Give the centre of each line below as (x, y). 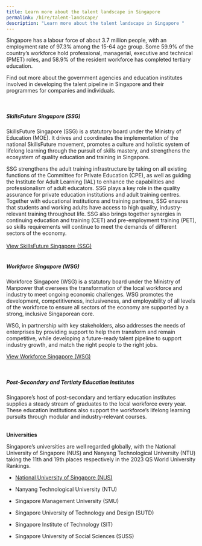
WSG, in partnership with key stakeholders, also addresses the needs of (96, 326)
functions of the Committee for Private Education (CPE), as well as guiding (99, 176)
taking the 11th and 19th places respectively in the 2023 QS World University (101, 459)
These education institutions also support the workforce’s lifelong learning (99, 410)
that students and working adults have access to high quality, (82, 208)
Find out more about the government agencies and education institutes (94, 78)
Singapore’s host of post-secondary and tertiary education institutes (91, 398)
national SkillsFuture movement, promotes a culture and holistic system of (98, 144)
